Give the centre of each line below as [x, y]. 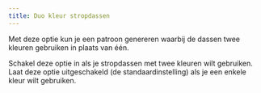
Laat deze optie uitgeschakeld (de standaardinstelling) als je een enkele [127, 72]
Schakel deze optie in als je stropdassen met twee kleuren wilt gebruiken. [130, 63]
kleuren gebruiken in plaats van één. [69, 47]
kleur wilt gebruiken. [42, 80]
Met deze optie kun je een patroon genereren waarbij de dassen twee [124, 39]
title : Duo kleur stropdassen [59, 16]
